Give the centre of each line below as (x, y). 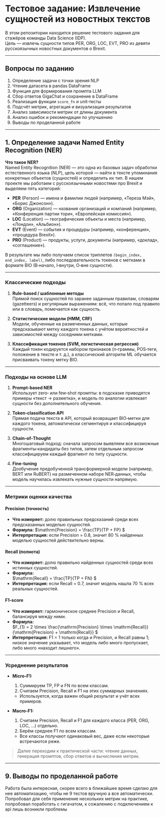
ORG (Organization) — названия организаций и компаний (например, (84, 208)
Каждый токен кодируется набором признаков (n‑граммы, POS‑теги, (85, 349)
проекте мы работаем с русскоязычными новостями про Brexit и (74, 183)
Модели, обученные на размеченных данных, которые (70, 324)
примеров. (31, 701)
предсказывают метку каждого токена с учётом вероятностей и (80, 329)
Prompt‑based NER (32, 388)
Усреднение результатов (37, 665)
